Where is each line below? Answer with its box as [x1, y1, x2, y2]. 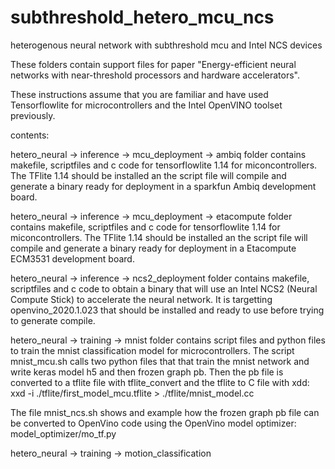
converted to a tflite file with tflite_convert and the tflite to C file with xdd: [10, 376, 310, 388]
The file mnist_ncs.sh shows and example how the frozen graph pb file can [10, 406, 320, 418]
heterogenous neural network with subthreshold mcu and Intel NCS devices [10, 39, 323, 51]
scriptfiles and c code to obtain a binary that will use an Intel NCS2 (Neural [10, 282, 318, 295]
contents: [10, 129, 50, 141]
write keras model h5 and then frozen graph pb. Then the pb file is [10, 366, 284, 378]
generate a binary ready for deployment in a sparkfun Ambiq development [10, 180, 317, 192]
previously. [10, 109, 56, 121]
